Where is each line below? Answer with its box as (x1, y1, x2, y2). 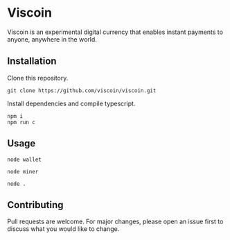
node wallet (7, 156, 42, 163)
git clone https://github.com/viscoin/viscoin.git (7, 87, 157, 94)
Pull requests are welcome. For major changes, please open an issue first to (7, 217, 224, 226)
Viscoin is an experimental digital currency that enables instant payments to (7, 28, 224, 36)
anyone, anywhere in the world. (7, 35, 97, 43)
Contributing (7, 199, 64, 211)
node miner (7, 168, 39, 175)
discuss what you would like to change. (7, 225, 120, 233)
